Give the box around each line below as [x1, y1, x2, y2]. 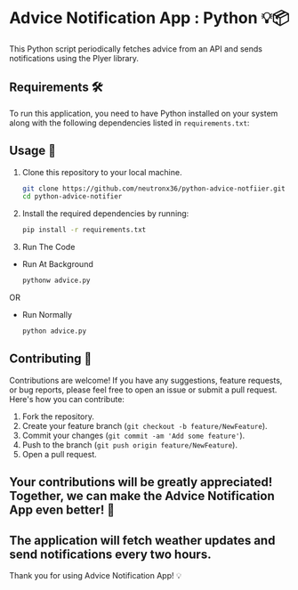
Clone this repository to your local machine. [21, 166, 182, 177]
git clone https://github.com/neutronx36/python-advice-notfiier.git [21, 184, 286, 193]
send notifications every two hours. [9, 546, 212, 562]
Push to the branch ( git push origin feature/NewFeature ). [21, 439, 238, 450]
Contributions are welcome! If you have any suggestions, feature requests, [9, 375, 283, 385]
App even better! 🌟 [9, 503, 116, 518]
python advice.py [21, 327, 87, 335]
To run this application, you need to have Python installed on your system [9, 108, 278, 118]
